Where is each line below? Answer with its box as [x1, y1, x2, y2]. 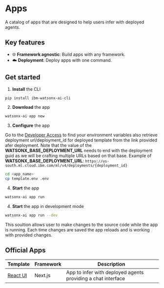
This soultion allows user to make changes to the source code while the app [5, 222, 158, 227]
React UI [7, 272, 27, 279]
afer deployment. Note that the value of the [5, 143, 92, 148]
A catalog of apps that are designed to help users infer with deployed [5, 19, 144, 25]
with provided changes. [5, 232, 53, 238]
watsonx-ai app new [5, 114, 45, 119]
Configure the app [12, 123, 50, 128]
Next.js [34, 272, 51, 279]
